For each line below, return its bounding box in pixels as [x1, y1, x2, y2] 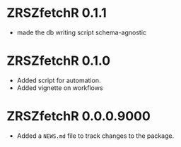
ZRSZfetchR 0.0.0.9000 [6, 108, 151, 124]
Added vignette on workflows [16, 83, 103, 92]
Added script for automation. [16, 76, 101, 84]
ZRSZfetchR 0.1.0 [6, 53, 111, 69]
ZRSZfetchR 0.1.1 [6, 5, 107, 21]
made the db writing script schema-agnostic [16, 28, 146, 37]
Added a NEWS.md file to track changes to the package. [16, 132, 175, 140]
